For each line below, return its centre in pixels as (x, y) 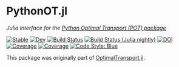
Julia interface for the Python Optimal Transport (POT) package (86, 28)
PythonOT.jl (37, 11)
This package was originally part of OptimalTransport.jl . (76, 57)
